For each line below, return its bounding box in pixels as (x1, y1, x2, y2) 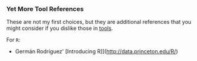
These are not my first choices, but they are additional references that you (6, 19, 192, 26)
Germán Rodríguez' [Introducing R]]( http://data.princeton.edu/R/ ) (15, 48, 178, 55)
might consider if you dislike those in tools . (6, 25, 113, 32)
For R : (6, 36, 21, 44)
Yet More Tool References (6, 5, 84, 13)
